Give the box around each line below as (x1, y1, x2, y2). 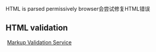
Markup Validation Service (7, 38, 72, 46)
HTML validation (5, 23, 68, 33)
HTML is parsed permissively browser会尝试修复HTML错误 (5, 5, 150, 12)
